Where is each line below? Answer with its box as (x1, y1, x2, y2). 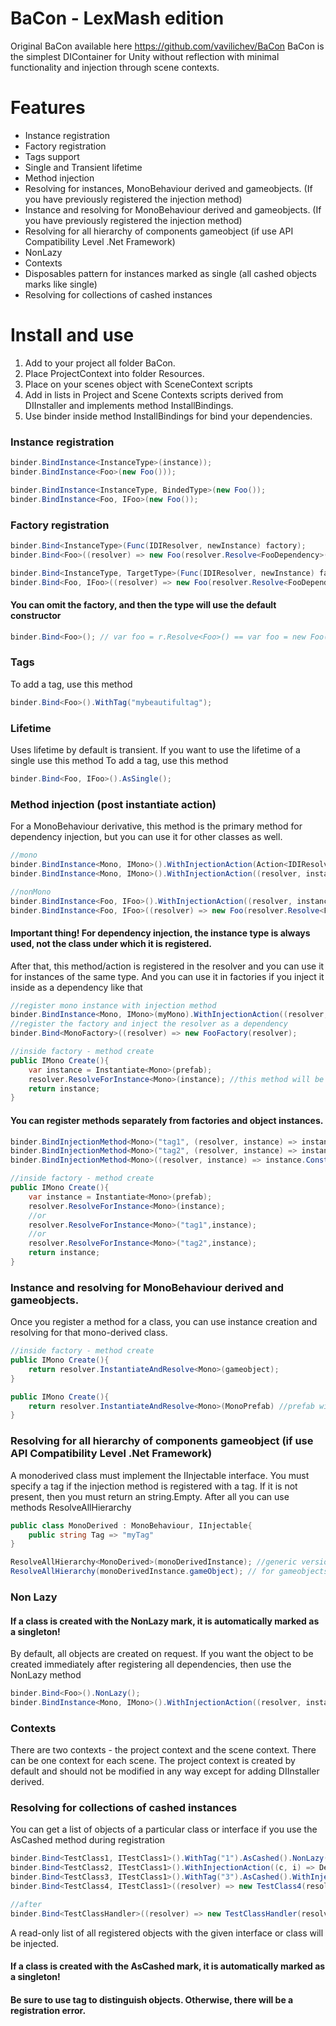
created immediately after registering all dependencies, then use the (10, 1658, 292, 1671)
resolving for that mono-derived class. (10, 1327, 168, 1339)
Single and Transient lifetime (24, 161, 143, 173)
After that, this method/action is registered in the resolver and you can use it (10, 960, 325, 972)
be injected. (10, 1937, 60, 1949)
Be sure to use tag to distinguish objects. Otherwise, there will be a (10, 1993, 294, 2006)
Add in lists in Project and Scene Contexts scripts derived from (24, 388, 284, 401)
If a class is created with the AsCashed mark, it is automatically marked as (10, 1960, 326, 1972)
